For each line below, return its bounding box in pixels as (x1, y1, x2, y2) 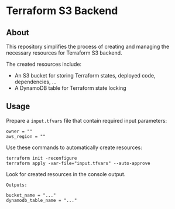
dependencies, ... (14, 78, 57, 85)
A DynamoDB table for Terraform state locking (14, 85, 127, 92)
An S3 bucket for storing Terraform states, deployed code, (14, 72, 156, 79)
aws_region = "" (6, 133, 46, 139)
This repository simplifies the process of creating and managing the (6, 43, 170, 50)
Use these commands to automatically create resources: (6, 144, 142, 151)
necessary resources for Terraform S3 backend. (6, 49, 122, 56)
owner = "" (6, 128, 33, 134)
